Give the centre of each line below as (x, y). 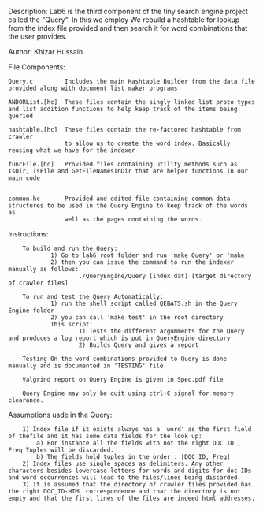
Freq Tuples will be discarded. (61, 450)
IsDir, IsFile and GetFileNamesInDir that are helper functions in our (128, 171)
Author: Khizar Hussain (46, 52)
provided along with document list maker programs (93, 88)
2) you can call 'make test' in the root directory (137, 318)
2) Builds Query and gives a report (139, 345)
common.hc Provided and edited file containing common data (119, 199)
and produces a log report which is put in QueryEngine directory (119, 338)
